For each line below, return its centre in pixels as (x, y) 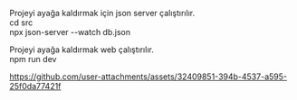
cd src (21, 23)
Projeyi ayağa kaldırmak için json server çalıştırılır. (102, 13)
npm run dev (33, 59)
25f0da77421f (35, 86)
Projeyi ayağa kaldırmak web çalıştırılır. (81, 50)
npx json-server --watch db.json (70, 32)
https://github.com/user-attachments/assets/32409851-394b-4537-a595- (148, 77)
